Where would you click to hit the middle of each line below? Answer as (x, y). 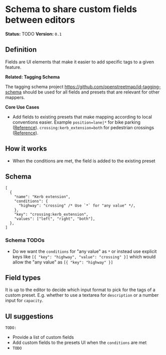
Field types (23, 278)
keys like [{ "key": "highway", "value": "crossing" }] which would (84, 256)
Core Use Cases (22, 107)
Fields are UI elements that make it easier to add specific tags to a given (80, 62)
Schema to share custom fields (71, 9)
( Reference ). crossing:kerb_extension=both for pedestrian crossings (83, 127)
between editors (40, 20)
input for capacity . (24, 301)
